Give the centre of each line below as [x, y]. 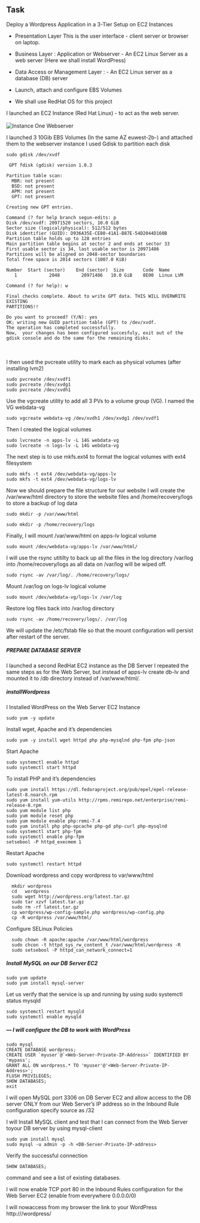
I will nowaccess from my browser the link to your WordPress [82, 1207]
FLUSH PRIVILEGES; [29, 1076]
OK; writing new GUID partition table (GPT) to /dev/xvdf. [81, 322]
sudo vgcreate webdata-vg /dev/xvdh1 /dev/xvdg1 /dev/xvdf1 [83, 418]
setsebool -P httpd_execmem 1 [44, 842]
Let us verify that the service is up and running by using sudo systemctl [94, 994]
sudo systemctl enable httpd [43, 762]
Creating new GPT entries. [40, 207]
